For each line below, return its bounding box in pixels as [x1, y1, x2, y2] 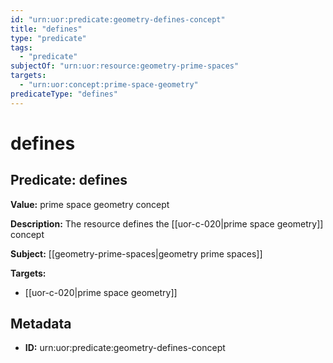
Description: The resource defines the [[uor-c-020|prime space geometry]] [10, 217, 324, 230]
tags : [10, 42, 33, 53]
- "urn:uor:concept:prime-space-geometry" [19, 80, 199, 90]
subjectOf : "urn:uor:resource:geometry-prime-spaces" [10, 61, 240, 71]
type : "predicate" [10, 33, 87, 43]
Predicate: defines [10, 172, 128, 189]
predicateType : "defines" [10, 89, 118, 99]
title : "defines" [10, 24, 83, 34]
